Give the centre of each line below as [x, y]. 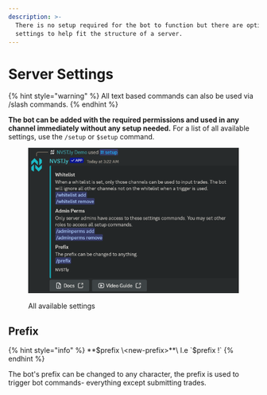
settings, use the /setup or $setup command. [81, 137]
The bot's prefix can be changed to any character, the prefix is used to [124, 373]
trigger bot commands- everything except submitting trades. [107, 382]
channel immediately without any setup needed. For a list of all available [129, 128]
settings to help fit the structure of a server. [99, 33]
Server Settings [61, 74]
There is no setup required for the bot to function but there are [130, 25]
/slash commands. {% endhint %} [64, 104]
